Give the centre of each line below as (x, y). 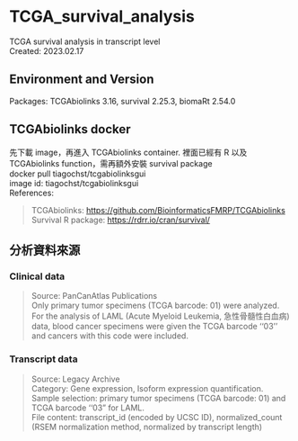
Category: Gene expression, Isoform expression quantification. (147, 388)
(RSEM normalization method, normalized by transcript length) (147, 427)
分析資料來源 (45, 250)
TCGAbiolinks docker (70, 129)
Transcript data (44, 359)
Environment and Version (82, 80)
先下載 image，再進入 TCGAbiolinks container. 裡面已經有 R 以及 (128, 152)
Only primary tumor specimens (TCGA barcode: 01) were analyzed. (155, 306)
